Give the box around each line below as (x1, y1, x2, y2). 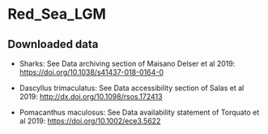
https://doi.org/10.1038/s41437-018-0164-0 (19, 67, 164, 77)
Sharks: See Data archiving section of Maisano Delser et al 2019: (19, 58, 236, 68)
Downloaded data (7, 37, 99, 51)
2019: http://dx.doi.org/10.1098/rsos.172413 (19, 92, 163, 102)
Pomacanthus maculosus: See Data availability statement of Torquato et (19, 107, 260, 117)
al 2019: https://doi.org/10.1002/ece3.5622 (19, 116, 161, 126)
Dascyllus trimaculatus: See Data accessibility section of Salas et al (19, 83, 245, 93)
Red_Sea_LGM (7, 5, 107, 24)
